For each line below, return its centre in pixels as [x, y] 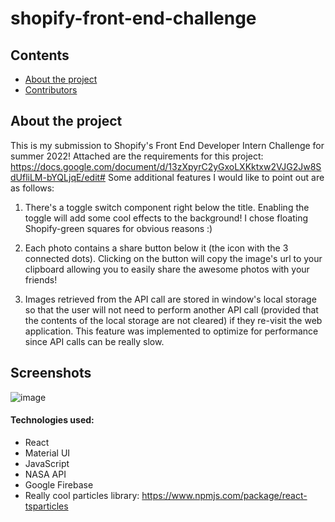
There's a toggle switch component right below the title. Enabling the [167, 207]
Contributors [51, 90]
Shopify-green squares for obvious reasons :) [118, 228]
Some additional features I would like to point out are [216, 177]
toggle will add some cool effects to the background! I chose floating [166, 218]
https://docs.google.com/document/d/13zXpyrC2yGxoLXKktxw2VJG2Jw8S [166, 166]
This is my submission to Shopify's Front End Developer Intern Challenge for [167, 145]
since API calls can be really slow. [94, 341]
